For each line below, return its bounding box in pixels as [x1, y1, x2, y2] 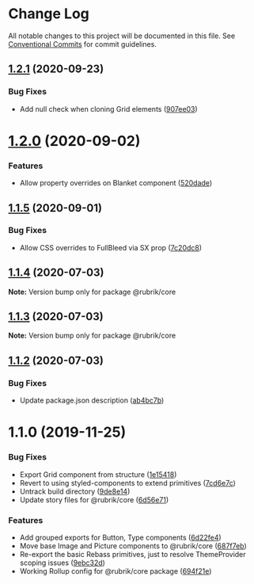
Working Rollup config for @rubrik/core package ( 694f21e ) [19, 566, 212, 575]
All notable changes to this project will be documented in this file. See [8, 31, 236, 40]
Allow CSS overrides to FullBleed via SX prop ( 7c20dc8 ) [19, 242, 203, 252]
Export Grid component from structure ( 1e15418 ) [19, 469, 177, 479]
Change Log [8, 5, 89, 23]
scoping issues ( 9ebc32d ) [19, 558, 105, 567]
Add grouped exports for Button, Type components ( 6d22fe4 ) [19, 532, 222, 542]
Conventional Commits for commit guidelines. [8, 39, 157, 48]
